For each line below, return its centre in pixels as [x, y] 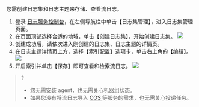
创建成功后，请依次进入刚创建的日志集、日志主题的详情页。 [89, 44]
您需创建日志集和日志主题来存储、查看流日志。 [64, 9]
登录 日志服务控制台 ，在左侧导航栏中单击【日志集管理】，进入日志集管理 [104, 22]
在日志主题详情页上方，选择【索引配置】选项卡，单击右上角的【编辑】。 [103, 51]
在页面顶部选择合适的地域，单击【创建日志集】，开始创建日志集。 [95, 36]
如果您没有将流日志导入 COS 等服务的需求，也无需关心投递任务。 [111, 98]
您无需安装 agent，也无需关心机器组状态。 [82, 90]
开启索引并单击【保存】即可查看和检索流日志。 [73, 66]
